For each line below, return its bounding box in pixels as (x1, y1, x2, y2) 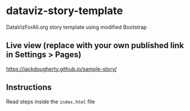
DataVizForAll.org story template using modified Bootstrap (6, 23, 147, 31)
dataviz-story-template (6, 4, 124, 18)
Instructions (6, 82, 52, 92)
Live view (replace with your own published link (6, 41, 184, 51)
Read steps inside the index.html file (6, 98, 95, 105)
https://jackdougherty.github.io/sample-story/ (6, 65, 117, 72)
